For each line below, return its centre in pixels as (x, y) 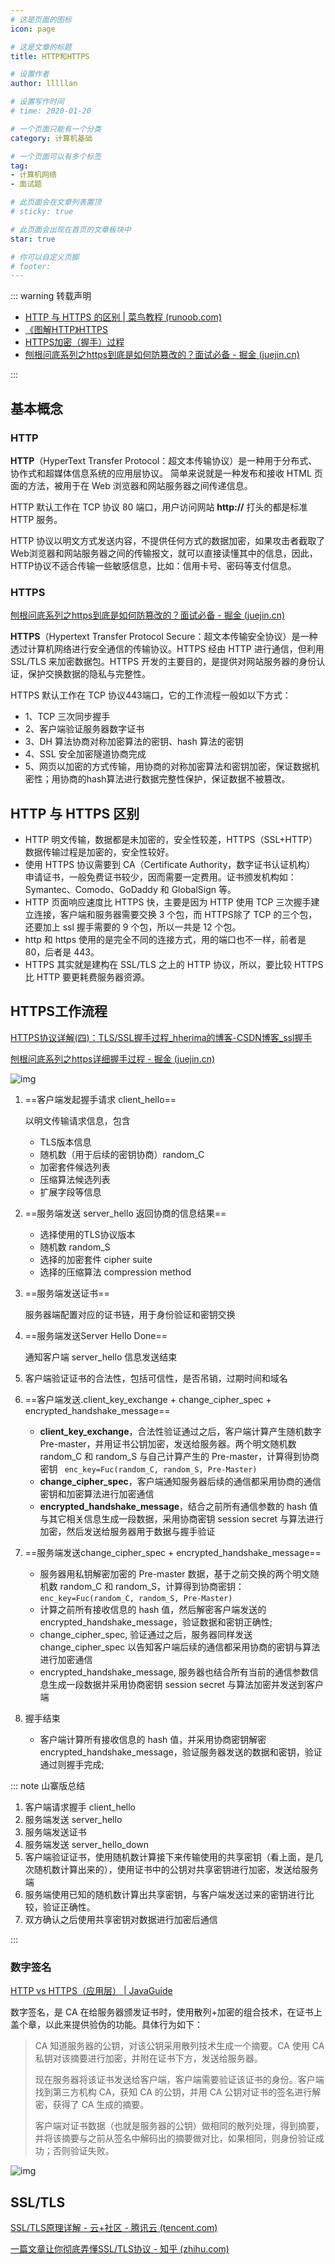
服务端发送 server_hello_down (87, 1844)
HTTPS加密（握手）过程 (74, 342)
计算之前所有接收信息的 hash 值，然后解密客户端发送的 (153, 1609)
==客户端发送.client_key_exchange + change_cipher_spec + (148, 1399)
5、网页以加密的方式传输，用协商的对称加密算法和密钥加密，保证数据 (168, 767)
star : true (33, 239)
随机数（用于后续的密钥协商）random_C (122, 1154)
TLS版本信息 (65, 1142)
